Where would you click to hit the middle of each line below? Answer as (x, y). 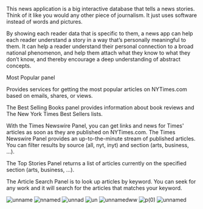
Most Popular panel (31, 77)
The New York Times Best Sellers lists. (55, 114)
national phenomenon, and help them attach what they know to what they (98, 53)
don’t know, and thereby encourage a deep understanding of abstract (94, 59)
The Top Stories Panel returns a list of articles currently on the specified (96, 163)
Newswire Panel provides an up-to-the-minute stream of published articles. (101, 139)
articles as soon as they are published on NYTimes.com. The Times (91, 132)
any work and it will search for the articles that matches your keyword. (94, 188)
